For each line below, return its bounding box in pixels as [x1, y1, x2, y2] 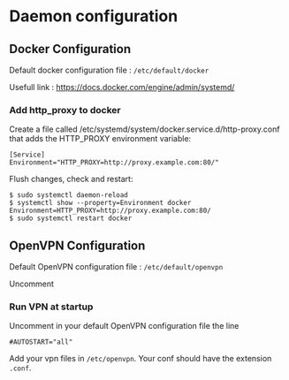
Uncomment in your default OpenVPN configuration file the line [9, 321, 240, 331]
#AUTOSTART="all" [9, 338, 73, 346]
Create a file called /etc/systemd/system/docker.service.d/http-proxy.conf [9, 124, 280, 134]
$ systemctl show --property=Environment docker [9, 199, 192, 208]
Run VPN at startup [9, 300, 94, 313]
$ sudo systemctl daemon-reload [9, 191, 128, 200]
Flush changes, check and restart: [9, 174, 133, 185]
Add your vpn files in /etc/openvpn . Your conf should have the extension [9, 353, 272, 364]
